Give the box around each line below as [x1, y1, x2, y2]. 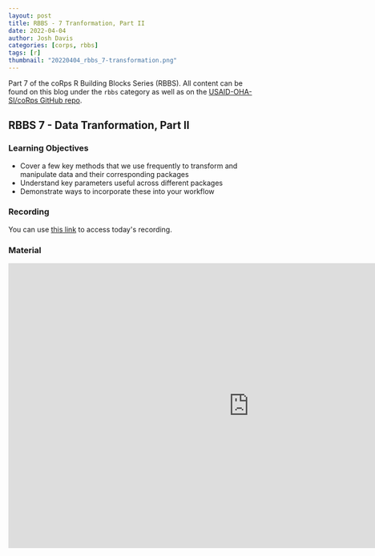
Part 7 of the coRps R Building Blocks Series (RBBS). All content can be [8, 78, 243, 88]
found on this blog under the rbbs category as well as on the [8, 87, 208, 96]
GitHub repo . [39, 95, 83, 105]
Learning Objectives [8, 143, 90, 154]
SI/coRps [8, 95, 38, 105]
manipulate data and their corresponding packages [19, 169, 190, 179]
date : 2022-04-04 [8, 26, 67, 34]
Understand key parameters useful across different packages [19, 178, 223, 187]
